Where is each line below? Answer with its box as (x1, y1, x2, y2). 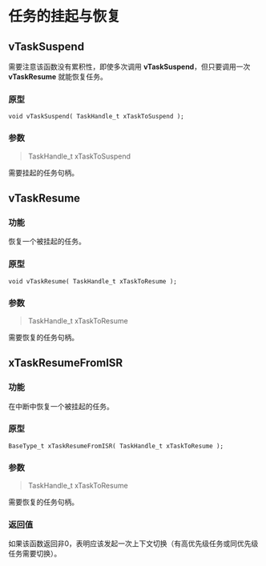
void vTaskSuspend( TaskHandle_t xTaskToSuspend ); (8, 113, 184, 121)
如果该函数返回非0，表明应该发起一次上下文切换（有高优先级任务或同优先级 (8, 539, 259, 548)
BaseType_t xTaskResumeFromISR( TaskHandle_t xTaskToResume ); (8, 442, 224, 450)
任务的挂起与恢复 (8, 7, 122, 26)
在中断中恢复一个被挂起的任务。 (8, 401, 114, 411)
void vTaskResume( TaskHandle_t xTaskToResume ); (8, 277, 178, 285)
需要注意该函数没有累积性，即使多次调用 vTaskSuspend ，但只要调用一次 (8, 62, 251, 71)
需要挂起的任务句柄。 (8, 167, 79, 177)
